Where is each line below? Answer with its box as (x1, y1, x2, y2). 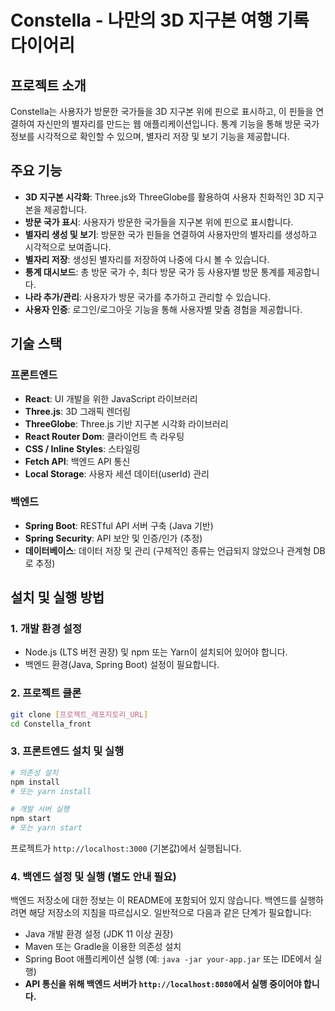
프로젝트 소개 (10, 77, 87, 94)
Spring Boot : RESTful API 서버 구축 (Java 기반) (24, 519, 214, 531)
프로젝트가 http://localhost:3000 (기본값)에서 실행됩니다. (10, 842, 242, 855)
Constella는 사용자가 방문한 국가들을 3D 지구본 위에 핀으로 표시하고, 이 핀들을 (10, 106, 314, 117)
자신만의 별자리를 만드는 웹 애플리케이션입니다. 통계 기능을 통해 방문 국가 (36, 118, 320, 130)
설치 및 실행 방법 (10, 589, 105, 606)
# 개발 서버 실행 (10, 804, 70, 815)
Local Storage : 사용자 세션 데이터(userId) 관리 (24, 467, 210, 480)
